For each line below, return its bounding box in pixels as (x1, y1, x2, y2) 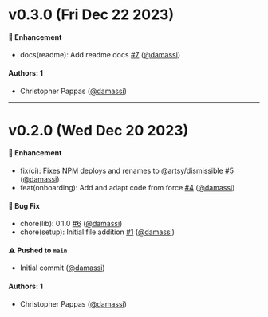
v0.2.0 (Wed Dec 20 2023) (8, 121, 189, 139)
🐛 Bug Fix (8, 201, 40, 210)
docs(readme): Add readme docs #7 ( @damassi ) (19, 50, 181, 60)
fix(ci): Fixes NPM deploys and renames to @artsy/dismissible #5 (19, 166, 234, 175)
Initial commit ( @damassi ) (19, 263, 105, 272)
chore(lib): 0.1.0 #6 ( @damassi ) (19, 219, 123, 229)
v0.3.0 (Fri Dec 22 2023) (8, 6, 174, 24)
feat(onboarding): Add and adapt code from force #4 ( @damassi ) (19, 182, 235, 192)
